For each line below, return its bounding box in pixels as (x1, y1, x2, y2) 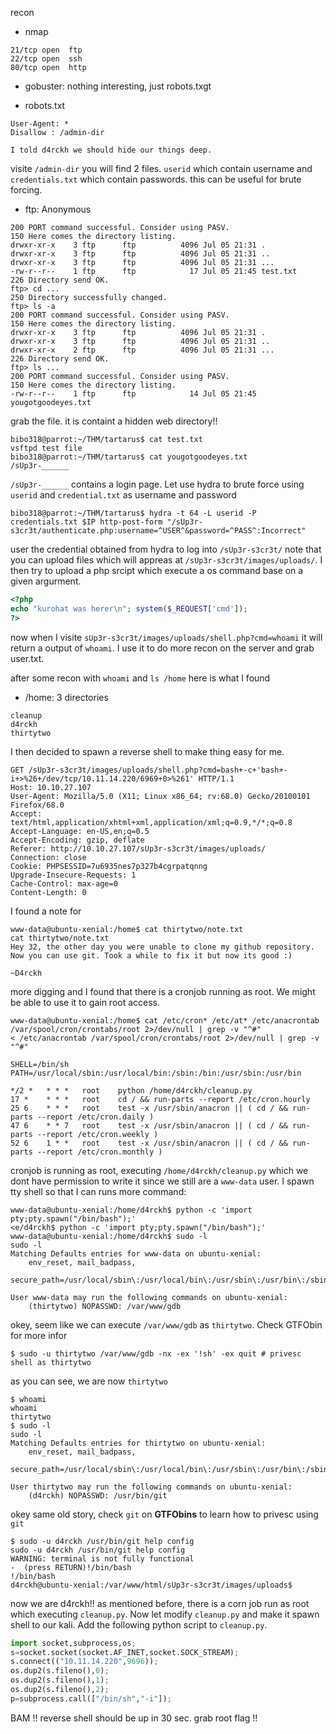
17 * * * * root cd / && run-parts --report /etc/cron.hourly (10, 1094, 311, 1104)
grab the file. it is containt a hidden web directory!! (10, 415, 218, 427)
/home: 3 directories (24, 691, 109, 703)
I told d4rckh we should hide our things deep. (10, 145, 213, 155)
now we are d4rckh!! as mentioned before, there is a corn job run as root (10, 1597, 310, 1609)
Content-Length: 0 (10, 887, 87, 897)
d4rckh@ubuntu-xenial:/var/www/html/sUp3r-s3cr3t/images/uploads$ (10, 1580, 293, 1590)
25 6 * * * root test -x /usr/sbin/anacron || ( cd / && (10, 1103, 288, 1113)
